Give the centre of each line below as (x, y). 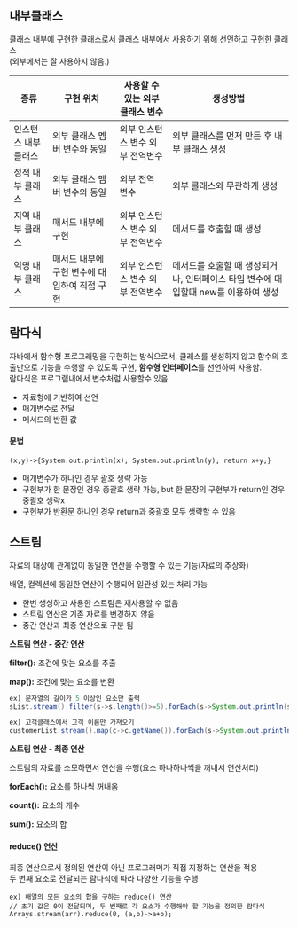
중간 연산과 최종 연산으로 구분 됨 (78, 625)
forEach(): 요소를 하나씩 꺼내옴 (64, 787)
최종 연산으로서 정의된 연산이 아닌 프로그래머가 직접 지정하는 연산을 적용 (133, 868)
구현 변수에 (74, 271)
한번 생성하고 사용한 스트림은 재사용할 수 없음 (100, 602)
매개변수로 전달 (48, 408)
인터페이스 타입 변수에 (228, 279)
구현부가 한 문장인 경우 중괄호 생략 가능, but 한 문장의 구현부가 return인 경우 (153, 489)
